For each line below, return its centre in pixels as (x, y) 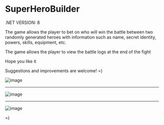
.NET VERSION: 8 (22, 22)
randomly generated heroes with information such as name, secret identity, (81, 37)
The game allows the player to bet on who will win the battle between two (79, 32)
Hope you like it (21, 61)
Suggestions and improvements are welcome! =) (54, 71)
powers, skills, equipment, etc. (36, 42)
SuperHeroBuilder (42, 9)
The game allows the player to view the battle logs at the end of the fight (78, 52)
